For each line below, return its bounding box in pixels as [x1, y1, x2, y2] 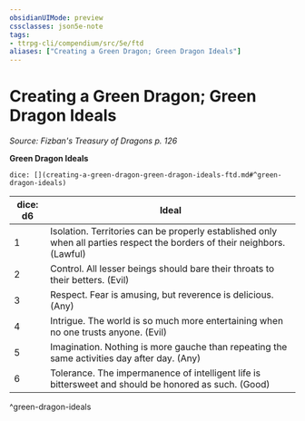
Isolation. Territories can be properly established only [49, 225, 278, 238]
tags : [9, 30, 30, 39]
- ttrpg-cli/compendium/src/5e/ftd [9, 38, 144, 48]
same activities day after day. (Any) [49, 352, 202, 365]
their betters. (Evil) [49, 274, 130, 287]
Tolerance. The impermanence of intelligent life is [49, 367, 261, 379]
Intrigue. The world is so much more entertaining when [49, 315, 284, 328]
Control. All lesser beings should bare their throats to [49, 262, 275, 275]
